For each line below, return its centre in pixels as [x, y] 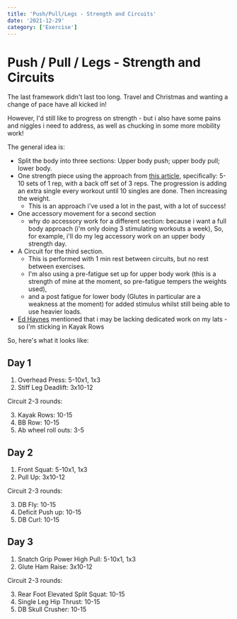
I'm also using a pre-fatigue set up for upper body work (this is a [122, 274]
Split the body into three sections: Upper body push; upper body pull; [119, 161]
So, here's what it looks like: [48, 341]
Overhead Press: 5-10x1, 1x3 [59, 380]
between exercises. [57, 266]
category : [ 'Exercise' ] [42, 27]
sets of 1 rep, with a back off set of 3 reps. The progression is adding [126, 183]
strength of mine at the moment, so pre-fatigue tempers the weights [127, 282]
